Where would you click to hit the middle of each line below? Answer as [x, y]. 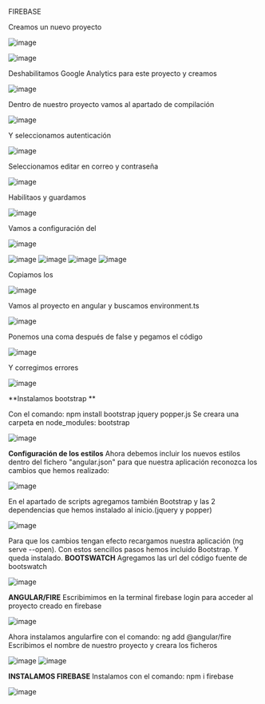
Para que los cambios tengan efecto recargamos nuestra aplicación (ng [126, 541]
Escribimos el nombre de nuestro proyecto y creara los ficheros [113, 645]
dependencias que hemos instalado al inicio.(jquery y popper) [111, 510]
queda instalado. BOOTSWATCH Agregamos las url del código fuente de [128, 558]
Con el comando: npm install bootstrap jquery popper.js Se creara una [124, 414]
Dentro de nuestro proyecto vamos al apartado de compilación [111, 104]
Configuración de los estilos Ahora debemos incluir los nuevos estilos [125, 453]
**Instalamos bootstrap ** [52, 398]
